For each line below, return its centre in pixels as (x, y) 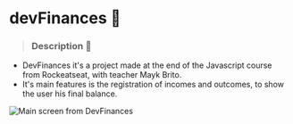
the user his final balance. (70, 94)
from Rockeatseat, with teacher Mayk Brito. (102, 75)
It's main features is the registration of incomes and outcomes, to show (153, 85)
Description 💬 (61, 46)
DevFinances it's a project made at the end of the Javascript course (147, 65)
